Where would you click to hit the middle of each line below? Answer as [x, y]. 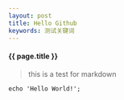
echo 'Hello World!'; [45, 89]
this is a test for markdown [72, 74]
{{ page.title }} [33, 56]
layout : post [30, 16]
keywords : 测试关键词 [41, 30]
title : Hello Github [43, 23]
